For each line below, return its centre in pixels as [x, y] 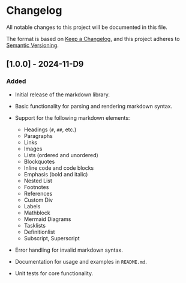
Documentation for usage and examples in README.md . [81, 261]
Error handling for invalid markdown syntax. [69, 250]
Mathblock [37, 213]
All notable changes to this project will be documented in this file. [87, 27]
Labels [32, 206]
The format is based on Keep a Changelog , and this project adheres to [93, 39]
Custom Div [38, 200]
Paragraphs [38, 135]
